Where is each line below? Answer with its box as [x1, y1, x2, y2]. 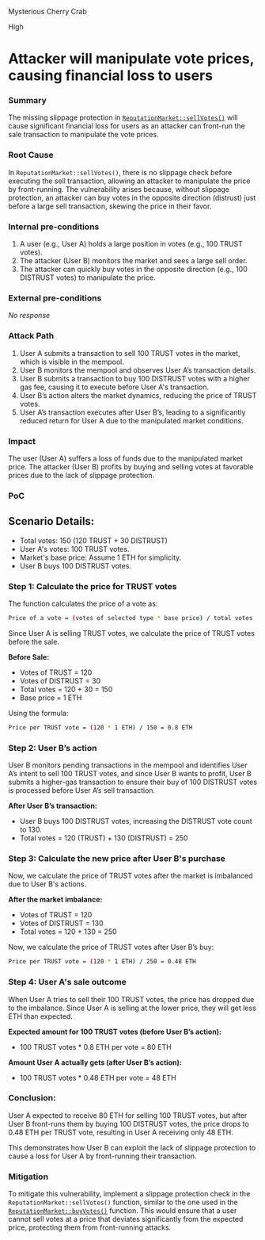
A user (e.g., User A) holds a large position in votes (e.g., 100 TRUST [19, 239, 244, 249]
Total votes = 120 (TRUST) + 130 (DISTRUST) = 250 [19, 833, 188, 843]
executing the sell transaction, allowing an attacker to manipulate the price [8, 176, 251, 186]
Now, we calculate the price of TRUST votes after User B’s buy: [8, 943, 214, 952]
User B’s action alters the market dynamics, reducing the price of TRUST [19, 390, 257, 400]
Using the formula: [8, 708, 69, 718]
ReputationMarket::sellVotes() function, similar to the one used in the [8, 1197, 239, 1207]
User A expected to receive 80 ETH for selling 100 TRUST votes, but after [8, 1110, 248, 1120]
